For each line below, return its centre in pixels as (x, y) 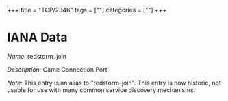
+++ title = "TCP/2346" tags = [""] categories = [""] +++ (87, 10)
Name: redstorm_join (37, 56)
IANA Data (37, 38)
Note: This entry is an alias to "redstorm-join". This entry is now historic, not (114, 83)
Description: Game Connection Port (57, 69)
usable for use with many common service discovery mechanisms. (101, 90)
